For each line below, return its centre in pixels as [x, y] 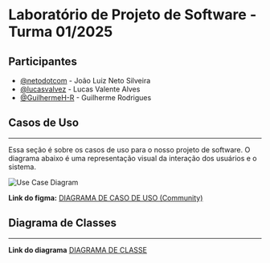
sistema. [22, 167]
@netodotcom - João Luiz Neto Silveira [85, 81]
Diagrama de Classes [63, 223]
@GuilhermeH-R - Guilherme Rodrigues [86, 97]
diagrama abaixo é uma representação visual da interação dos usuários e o [133, 158]
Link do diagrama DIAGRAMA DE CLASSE [78, 249]
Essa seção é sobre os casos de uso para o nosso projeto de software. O [129, 149]
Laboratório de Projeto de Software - [133, 15]
